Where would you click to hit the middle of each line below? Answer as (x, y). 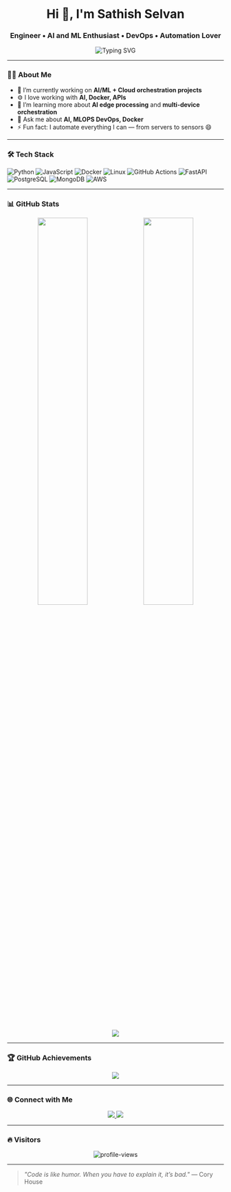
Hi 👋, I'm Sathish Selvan (115, 14)
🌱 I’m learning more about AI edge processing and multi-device (109, 104)
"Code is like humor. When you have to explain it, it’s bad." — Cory (118, 1175)
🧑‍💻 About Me (29, 75)
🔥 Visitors (24, 1140)
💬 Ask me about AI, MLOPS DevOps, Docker (80, 119)
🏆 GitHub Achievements (49, 1058)
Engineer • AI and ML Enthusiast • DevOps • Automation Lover (115, 36)
